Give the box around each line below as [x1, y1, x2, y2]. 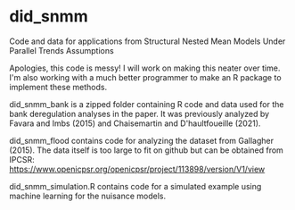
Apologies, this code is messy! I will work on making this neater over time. [9, 63, 281, 73]
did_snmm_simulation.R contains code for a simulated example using [9, 181, 262, 191]
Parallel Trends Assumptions [9, 45, 114, 55]
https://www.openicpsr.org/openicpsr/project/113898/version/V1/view [9, 164, 266, 174]
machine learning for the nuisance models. [9, 190, 167, 201]
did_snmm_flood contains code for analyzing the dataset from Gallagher [9, 135, 275, 146]
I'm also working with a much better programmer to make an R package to [9, 71, 283, 82]
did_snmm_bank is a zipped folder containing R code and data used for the [9, 98, 284, 109]
